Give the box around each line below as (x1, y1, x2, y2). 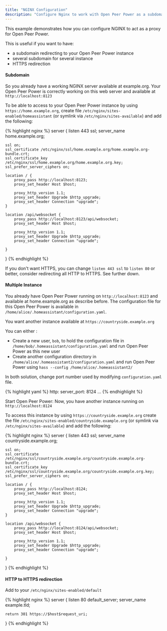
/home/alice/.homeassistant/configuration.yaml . (5, 309, 107, 315)
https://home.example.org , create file (5, 107, 82, 113)
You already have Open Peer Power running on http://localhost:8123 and (5, 293, 158, 299)
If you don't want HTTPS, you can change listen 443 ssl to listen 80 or (5, 265, 156, 271)
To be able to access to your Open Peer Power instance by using (5, 102, 138, 108)
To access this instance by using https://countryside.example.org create (5, 412, 157, 418)
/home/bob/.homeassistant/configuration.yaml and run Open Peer (12, 343, 149, 349)
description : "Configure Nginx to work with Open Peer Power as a (5, 12, 146, 17)
